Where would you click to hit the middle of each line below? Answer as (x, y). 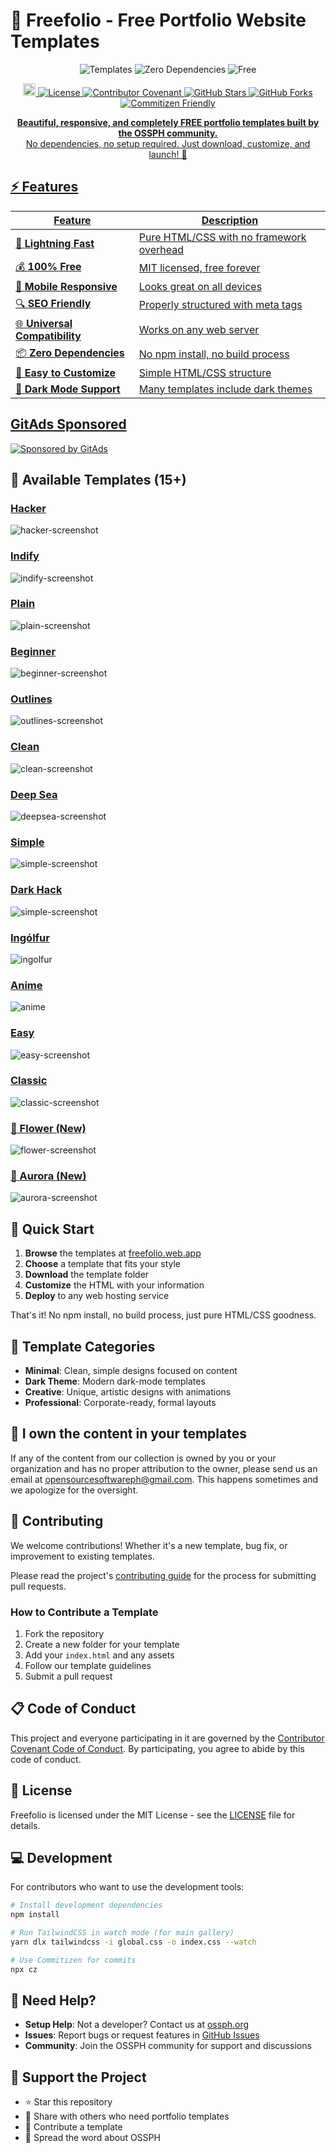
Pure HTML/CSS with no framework (222, 237)
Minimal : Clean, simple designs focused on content (131, 1371)
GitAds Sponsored (68, 424)
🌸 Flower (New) (48, 1128)
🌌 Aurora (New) (48, 1176)
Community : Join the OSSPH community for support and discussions (168, 2046)
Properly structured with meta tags (220, 305)
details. (25, 1825)
